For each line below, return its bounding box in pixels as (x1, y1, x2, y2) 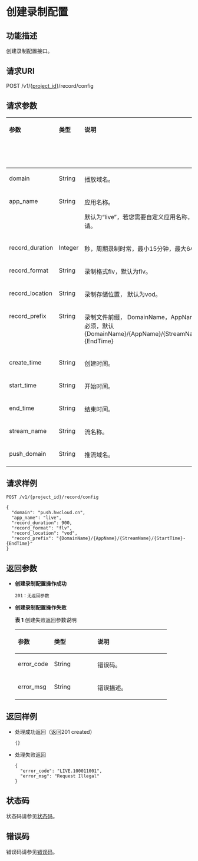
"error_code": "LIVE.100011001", (20, 768, 103, 774)
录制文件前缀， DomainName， (84, 313, 171, 321)
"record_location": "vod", (11, 531, 78, 537)
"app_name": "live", (11, 515, 62, 521)
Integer (58, 243, 79, 251)
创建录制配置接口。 (6, 48, 53, 54)
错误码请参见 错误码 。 (6, 848, 58, 855)
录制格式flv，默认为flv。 (84, 267, 152, 276)
